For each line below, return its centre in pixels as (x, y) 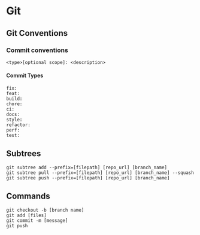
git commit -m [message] (37, 220)
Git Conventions (37, 33)
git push (17, 225)
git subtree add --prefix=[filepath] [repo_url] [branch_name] (87, 167)
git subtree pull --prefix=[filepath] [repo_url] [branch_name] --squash (100, 173)
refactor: (19, 125)
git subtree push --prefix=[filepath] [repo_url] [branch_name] (88, 178)
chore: (14, 104)
